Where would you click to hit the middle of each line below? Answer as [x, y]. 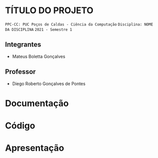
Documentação [37, 103]
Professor [20, 72]
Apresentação [35, 148]
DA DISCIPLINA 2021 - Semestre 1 [39, 29]
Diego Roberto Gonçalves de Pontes [49, 84]
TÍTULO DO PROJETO [49, 11]
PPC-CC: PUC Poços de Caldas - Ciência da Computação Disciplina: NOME [79, 24]
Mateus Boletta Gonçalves [39, 56]
